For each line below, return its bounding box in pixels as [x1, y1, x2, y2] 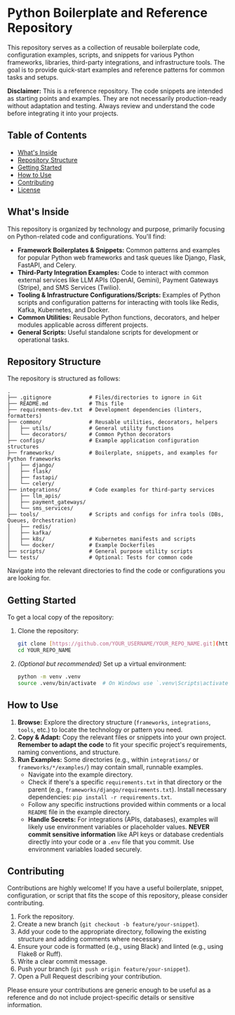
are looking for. [7, 574, 51, 582]
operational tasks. [17, 336, 69, 344]
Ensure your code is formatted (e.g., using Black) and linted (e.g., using [17, 943, 224, 951]
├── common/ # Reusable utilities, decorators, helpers [7, 419, 218, 426]
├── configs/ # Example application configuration [7, 438, 199, 445]
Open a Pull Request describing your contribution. [17, 972, 162, 981]
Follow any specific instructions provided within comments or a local [27, 800, 227, 808]
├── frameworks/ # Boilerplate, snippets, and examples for [7, 449, 218, 457]
